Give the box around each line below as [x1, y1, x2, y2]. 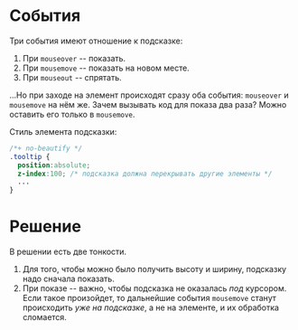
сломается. [22, 312, 68, 323]
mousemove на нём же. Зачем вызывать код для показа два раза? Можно [9, 99, 287, 109]
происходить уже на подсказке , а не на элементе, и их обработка [22, 302, 280, 313]
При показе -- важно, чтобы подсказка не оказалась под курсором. [22, 283, 287, 294]
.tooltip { [9, 152, 51, 161]
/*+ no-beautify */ [9, 144, 83, 153]
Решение [9, 216, 81, 237]
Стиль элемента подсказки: [9, 126, 117, 137]
